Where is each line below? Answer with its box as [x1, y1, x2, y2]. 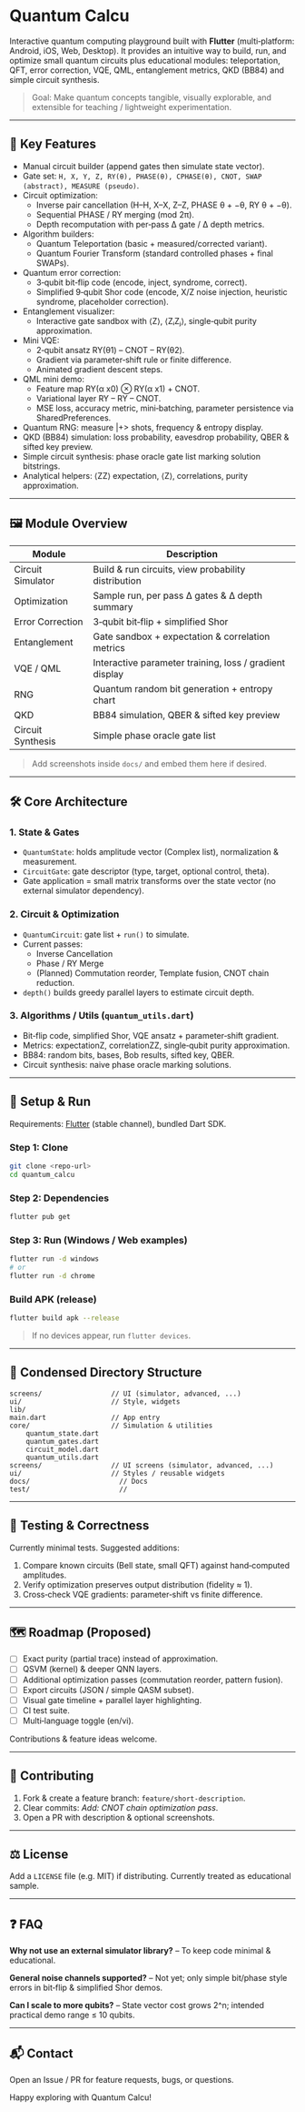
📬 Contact [9, 2046, 74, 2061]
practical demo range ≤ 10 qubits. [9, 2009, 135, 2021]
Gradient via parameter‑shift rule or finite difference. [35, 354, 232, 365]
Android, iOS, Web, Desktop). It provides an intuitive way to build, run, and [9, 45, 287, 56]
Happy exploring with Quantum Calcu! [9, 2092, 152, 2103]
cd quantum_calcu [9, 1170, 75, 1179]
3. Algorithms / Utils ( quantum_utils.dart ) [9, 1010, 194, 1022]
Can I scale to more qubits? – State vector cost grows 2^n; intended [9, 2000, 265, 2011]
